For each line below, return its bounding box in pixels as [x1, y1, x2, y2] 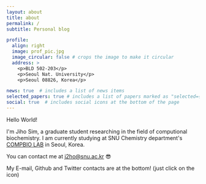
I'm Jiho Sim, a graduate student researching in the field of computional [6, 128, 188, 135]
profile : [6, 37, 29, 43]
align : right [12, 43, 45, 49]
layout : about [6, 9, 43, 15]
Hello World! [6, 116, 38, 123]
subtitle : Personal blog [6, 26, 70, 32]
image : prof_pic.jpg [12, 48, 64, 55]
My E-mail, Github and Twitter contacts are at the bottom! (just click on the [6, 164, 195, 172]
